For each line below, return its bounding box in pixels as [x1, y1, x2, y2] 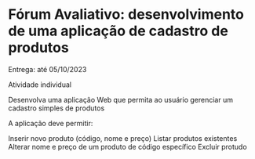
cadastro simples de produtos [8, 103, 105, 113]
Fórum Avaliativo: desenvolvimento [8, 5, 245, 23]
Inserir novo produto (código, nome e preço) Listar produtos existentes [8, 133, 238, 143]
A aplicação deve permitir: [8, 118, 93, 128]
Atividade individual [8, 80, 72, 89]
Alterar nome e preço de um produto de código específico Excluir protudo [8, 142, 247, 151]
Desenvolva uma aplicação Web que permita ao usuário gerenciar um [8, 95, 234, 104]
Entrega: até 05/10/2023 [8, 64, 87, 74]
